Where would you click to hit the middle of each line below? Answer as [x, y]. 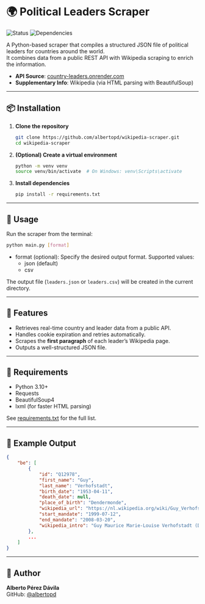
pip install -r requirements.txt [58, 194]
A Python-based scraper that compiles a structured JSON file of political [98, 45]
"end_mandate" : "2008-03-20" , [77, 520]
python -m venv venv [41, 166]
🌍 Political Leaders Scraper [78, 12]
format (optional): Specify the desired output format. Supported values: [105, 257]
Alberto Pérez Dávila [33, 587]
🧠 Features [27, 313]
